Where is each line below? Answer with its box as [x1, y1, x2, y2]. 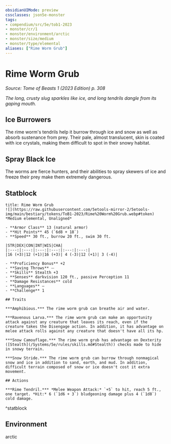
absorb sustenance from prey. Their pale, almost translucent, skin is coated [5, 134, 165, 140]
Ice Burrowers [5, 115, 51, 124]
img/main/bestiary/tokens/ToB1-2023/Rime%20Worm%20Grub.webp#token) [5, 211, 155, 217]
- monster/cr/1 [5, 27, 38, 32]
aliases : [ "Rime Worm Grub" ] [5, 46, 68, 51]
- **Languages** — [5, 283, 45, 289]
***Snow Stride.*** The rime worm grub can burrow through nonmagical [5, 356, 159, 361]
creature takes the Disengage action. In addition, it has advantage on [5, 324, 164, 329]
